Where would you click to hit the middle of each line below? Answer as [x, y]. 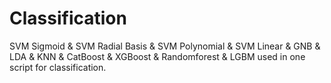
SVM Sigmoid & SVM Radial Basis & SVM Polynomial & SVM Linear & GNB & [165, 46]
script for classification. [58, 67]
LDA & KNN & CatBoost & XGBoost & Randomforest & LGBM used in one [157, 56]
